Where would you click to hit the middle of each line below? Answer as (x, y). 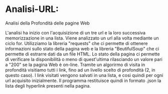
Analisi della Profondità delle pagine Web (48, 23)
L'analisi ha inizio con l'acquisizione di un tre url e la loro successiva (75, 32)
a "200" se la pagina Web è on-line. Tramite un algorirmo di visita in (75, 64)
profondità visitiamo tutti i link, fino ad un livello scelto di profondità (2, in (80, 70)
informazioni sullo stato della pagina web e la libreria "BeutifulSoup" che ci (82, 48)
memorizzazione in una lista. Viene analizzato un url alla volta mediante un (82, 38)
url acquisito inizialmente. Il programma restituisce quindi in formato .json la (83, 80)
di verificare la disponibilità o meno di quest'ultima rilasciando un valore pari (84, 59)
